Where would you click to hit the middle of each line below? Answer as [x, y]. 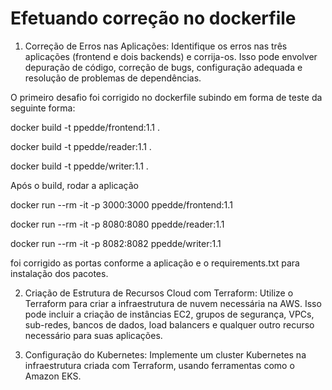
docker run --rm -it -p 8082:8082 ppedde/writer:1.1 [116, 243]
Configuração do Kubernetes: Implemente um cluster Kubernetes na [165, 354]
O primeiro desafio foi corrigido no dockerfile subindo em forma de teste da [166, 97]
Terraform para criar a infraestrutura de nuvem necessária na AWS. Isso [173, 303]
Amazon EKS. [53, 376]
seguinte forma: [43, 108]
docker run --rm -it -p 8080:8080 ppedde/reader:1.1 [117, 224]
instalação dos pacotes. [59, 273]
